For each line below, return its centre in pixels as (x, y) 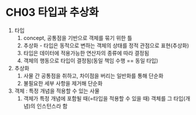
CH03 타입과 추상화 (52, 12)
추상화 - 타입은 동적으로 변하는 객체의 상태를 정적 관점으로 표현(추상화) (106, 45)
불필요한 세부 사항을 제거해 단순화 (63, 83)
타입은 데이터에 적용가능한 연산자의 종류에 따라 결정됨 (86, 53)
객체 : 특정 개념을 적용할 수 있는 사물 (57, 91)
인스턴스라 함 (52, 106)
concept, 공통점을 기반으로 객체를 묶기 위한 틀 (78, 38)
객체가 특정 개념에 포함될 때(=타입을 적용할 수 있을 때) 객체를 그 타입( (104, 98)
